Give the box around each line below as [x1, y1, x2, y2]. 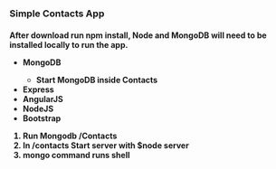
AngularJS [22, 93, 63, 104]
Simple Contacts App [9, 7, 105, 20]
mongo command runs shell [22, 149, 130, 160]
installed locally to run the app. [9, 39, 128, 50]
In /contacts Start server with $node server [22, 139, 190, 151]
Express [22, 84, 54, 95]
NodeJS [22, 103, 54, 114]
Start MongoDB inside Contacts [35, 74, 158, 85]
